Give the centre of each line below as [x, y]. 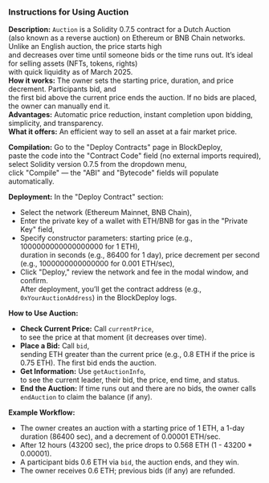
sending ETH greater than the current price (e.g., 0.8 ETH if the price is [137, 355]
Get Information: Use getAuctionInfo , [83, 371]
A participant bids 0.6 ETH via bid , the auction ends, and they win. [129, 462]
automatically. [31, 181]
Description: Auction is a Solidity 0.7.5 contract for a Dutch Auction [120, 30]
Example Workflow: [42, 412]
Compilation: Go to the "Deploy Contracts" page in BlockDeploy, [116, 148]
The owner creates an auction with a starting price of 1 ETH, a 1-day [132, 428]
